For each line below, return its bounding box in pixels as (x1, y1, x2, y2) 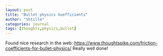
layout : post (5, 7, 33, 13)
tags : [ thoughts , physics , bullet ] (5, 26, 77, 31)
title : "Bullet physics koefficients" (5, 12, 88, 17)
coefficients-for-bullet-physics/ (5, 45, 72, 51)
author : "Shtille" (5, 17, 44, 22)
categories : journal (5, 21, 50, 27)
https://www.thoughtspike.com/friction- (74, 40, 158, 46)
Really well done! (72, 45, 108, 51)
